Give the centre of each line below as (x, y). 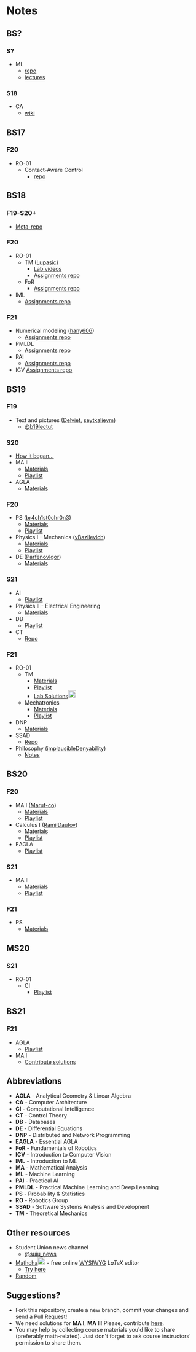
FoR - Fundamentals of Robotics (56, 1148)
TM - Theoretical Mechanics (51, 1213)
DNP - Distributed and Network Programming (73, 1135)
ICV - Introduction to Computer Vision (63, 1155)
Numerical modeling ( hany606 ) (55, 331)
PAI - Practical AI (37, 1181)
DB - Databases (35, 1122)
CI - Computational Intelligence (55, 1109)
